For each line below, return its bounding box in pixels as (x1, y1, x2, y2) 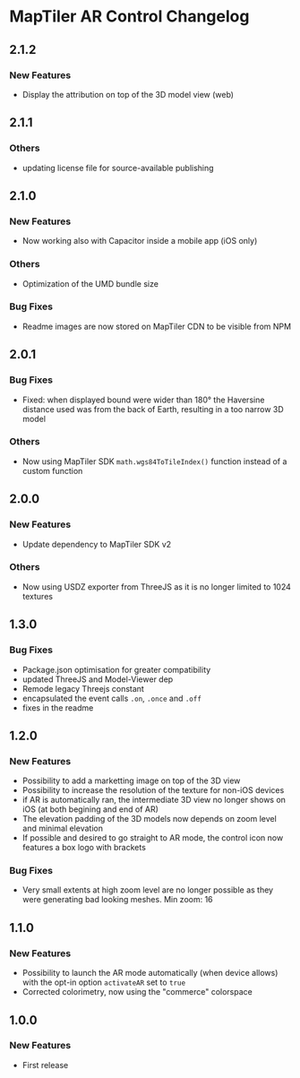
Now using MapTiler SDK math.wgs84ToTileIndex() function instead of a (21, 455, 287, 467)
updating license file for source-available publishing (21, 162, 214, 173)
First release (21, 1059, 69, 1070)
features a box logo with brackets (21, 842, 146, 853)
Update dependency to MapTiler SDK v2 (21, 539, 172, 549)
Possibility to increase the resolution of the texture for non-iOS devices (21, 785, 285, 796)
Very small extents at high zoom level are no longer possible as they (21, 884, 274, 895)
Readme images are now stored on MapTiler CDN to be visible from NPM (21, 321, 292, 332)
